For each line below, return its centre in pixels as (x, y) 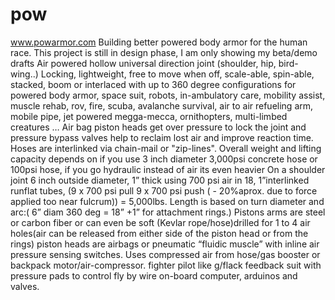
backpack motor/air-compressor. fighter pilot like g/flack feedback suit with (166, 265)
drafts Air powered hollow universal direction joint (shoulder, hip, (143, 63)
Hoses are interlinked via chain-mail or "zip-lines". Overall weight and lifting (166, 148)
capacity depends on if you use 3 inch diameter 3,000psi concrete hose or (164, 159)
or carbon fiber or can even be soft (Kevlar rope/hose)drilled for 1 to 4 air (160, 222)
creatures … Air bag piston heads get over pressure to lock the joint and (158, 127)
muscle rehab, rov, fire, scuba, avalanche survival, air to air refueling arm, (162, 105)
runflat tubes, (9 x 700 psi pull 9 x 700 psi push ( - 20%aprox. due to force (164, 190)
